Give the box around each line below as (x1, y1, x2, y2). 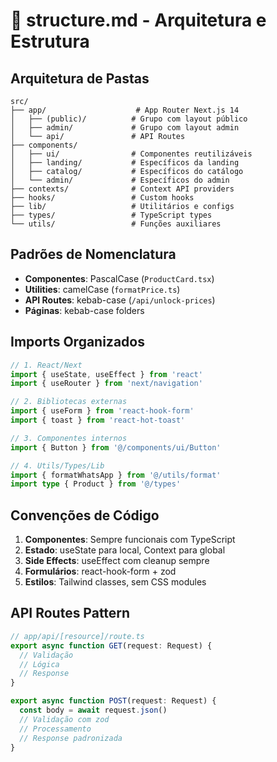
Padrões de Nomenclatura (10, 246, 177, 263)
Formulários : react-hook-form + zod (24, 565, 177, 578)
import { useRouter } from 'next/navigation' (10, 379, 203, 389)
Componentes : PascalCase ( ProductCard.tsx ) (24, 272, 215, 284)
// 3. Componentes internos (10, 433, 128, 443)
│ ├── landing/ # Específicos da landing (10, 158, 240, 168)
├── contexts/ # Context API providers (10, 184, 235, 194)
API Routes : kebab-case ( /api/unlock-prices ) (24, 294, 216, 306)
